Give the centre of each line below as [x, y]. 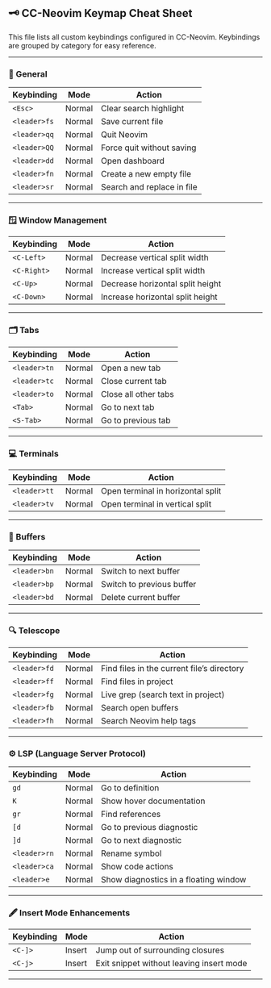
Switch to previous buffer [148, 585]
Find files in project [137, 682]
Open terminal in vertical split [156, 504]
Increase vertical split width [153, 271]
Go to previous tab [135, 420]
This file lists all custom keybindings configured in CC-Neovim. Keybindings [134, 37]
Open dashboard [133, 161]
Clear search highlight [142, 109]
